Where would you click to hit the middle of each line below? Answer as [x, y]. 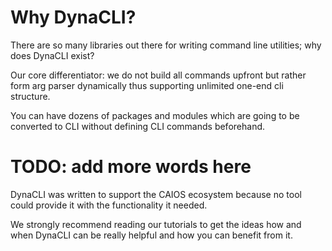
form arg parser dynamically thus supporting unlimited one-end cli [147, 85]
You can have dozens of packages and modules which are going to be [155, 115]
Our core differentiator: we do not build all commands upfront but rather [158, 75]
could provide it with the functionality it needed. [109, 205]
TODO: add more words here [131, 167]
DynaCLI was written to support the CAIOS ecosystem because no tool [156, 194]
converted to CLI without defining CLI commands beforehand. [138, 126]
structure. [30, 96]
